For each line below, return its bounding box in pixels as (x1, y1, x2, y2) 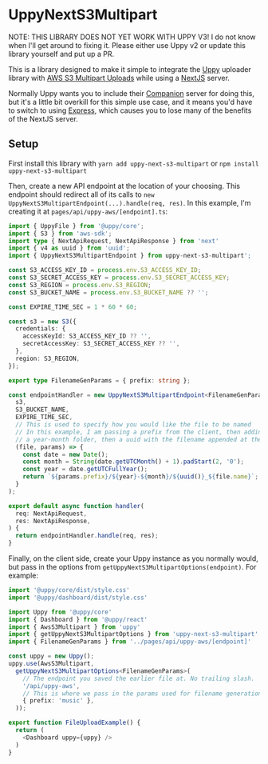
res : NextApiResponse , (15, 517, 91, 525)
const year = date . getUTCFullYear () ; (22, 466, 148, 474)
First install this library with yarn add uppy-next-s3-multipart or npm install (8, 158, 259, 168)
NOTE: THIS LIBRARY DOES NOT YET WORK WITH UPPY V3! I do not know (8, 32, 256, 42)
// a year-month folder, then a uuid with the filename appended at (15, 435, 248, 443)
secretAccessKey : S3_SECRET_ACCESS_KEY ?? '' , (22, 340, 180, 348)
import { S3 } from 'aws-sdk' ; (8, 230, 112, 238)
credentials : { (15, 325, 66, 333)
